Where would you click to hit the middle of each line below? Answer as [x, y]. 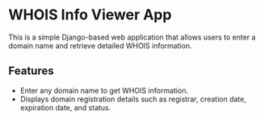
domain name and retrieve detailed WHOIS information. [100, 45]
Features [31, 71]
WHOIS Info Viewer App [90, 15]
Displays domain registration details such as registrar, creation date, [133, 99]
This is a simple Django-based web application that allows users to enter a [132, 37]
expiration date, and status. [65, 107]
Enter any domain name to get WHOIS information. [104, 90]
